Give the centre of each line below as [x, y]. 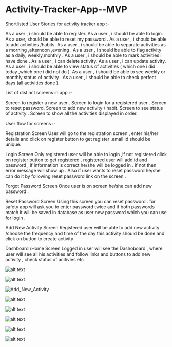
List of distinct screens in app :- [39, 92]
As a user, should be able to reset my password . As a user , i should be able [86, 39]
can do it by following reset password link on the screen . [66, 176]
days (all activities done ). [33, 83]
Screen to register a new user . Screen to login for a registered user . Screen [86, 102]
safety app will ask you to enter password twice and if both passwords [80, 207]
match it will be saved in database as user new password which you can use [86, 212]
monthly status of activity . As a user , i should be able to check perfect [81, 77]
